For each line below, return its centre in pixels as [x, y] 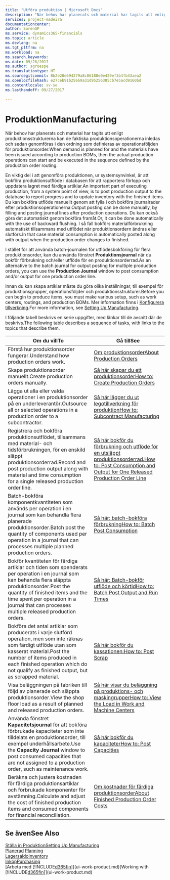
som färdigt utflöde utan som [42, 645]
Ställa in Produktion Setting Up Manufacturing [52, 846]
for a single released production [46, 481]
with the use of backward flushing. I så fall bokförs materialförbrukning [79, 224]
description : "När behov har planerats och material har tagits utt [79, 15]
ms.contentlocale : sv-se [31, 85]
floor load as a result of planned [46, 704]
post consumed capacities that [45, 757]
